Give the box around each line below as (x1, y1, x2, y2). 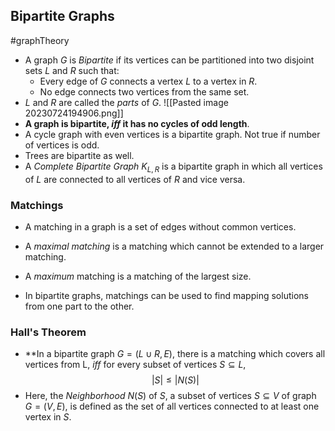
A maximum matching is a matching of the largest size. (24, 270, 252, 282)
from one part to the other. (24, 300, 135, 312)
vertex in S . (24, 411, 72, 423)
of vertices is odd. (24, 139, 100, 151)
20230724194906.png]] (24, 107, 124, 119)
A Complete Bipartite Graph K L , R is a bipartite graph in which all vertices (24, 160, 323, 174)
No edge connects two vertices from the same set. (39, 85, 250, 98)
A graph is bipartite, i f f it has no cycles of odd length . (24, 117, 250, 129)
